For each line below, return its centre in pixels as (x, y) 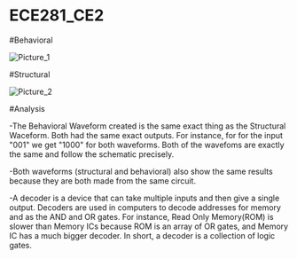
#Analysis (27, 108)
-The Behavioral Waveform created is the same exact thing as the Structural (148, 126)
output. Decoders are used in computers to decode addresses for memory (145, 207)
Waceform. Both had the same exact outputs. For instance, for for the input (146, 135)
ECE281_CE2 (57, 16)
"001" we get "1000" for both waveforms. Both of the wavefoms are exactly (147, 145)
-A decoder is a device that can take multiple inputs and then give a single (145, 198)
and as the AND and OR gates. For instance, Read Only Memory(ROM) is (141, 216)
